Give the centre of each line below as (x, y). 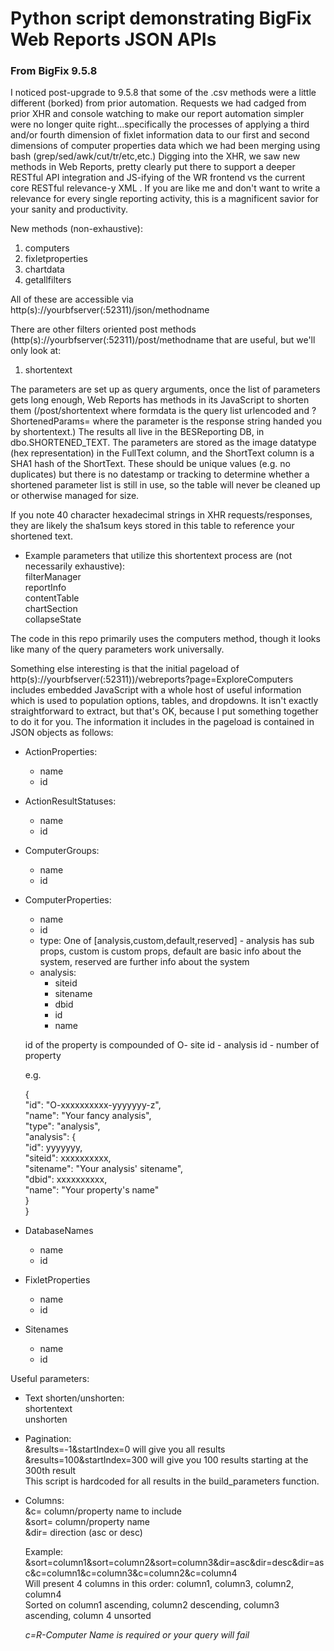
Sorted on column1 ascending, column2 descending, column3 (152, 1605)
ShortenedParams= (50, 421)
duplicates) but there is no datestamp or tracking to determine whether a (160, 474)
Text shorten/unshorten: (74, 1398)
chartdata (44, 269)
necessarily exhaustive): (75, 566)
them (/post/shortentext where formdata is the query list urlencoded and (160, 411)
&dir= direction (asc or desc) (83, 1533)
